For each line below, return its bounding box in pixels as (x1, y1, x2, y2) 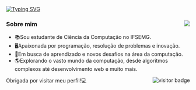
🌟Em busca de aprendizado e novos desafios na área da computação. (14, 51, 183, 57)
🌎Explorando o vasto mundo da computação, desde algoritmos (14, 57, 168, 64)
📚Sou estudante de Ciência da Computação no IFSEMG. (14, 34, 152, 41)
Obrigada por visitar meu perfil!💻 (6, 77, 87, 84)
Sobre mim (6, 20, 38, 28)
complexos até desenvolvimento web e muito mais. (14, 66, 138, 73)
